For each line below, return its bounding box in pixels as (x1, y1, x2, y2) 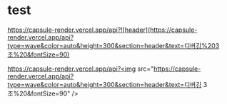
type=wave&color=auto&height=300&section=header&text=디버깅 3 (7, 80, 208, 88)
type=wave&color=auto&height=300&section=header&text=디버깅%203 (7, 41, 220, 50)
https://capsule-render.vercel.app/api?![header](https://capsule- (7, 25, 198, 34)
